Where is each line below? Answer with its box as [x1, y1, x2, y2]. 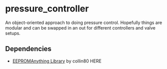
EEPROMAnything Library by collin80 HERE [12, 58, 101, 64]
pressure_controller [5, 3, 89, 14]
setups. [5, 30, 21, 36]
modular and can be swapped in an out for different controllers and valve [5, 24, 156, 30]
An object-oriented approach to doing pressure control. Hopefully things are [5, 19, 162, 25]
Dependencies [5, 44, 51, 53]
